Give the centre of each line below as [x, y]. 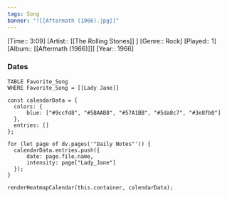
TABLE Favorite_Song [38, 82]
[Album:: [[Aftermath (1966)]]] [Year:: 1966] [70, 48]
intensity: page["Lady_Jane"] [71, 162]
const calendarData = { [43, 100]
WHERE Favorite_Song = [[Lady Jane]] [63, 88]
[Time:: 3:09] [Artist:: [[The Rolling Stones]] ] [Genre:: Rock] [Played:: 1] [112, 41]
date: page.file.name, [60, 156]
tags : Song [23, 14]
